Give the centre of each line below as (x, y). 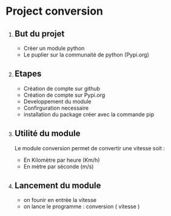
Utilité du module (47, 134)
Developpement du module (57, 101)
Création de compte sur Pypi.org (64, 95)
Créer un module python (54, 48)
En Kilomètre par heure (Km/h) (62, 160)
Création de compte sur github (62, 88)
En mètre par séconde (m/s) (59, 166)
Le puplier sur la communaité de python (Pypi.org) (86, 55)
